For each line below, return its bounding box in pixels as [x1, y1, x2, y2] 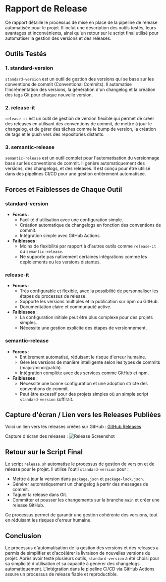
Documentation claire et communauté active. [19, 304, 111, 310]
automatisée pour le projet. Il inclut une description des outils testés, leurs [5, 24, 156, 30]
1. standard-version [5, 65, 54, 72]
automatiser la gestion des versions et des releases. [5, 35, 111, 41]
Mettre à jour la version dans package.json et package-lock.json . [12, 476, 144, 482]
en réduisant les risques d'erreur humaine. [5, 517, 92, 523]
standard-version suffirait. [19, 396, 74, 402]
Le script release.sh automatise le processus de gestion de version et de [5, 461, 155, 467]
